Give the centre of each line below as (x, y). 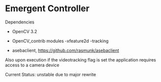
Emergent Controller (47, 9)
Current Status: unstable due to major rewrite (51, 74)
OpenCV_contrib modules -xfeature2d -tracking (60, 41)
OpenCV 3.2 (25, 31)
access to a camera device (32, 65)
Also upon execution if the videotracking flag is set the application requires (80, 60)
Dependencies (20, 22)
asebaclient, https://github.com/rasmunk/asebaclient (66, 50)
